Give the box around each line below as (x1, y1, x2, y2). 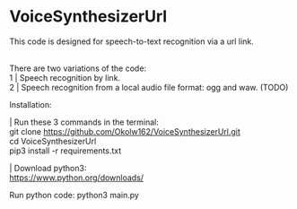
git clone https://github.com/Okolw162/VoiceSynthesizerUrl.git (9, 126, 240, 136)
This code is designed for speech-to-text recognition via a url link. (9, 36, 254, 47)
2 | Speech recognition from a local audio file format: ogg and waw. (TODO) (9, 82, 289, 92)
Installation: (9, 99, 52, 109)
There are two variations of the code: (9, 63, 146, 74)
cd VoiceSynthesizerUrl (9, 135, 97, 146)
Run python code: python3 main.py (9, 189, 139, 200)
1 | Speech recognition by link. (9, 72, 121, 83)
